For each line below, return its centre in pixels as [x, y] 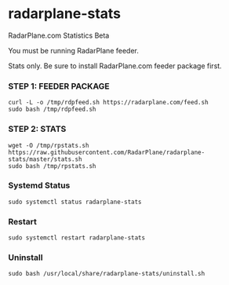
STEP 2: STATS [37, 129]
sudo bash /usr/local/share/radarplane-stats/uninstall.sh [107, 274]
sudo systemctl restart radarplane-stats [77, 238]
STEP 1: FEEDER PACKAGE [59, 86]
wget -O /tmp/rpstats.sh [49, 145]
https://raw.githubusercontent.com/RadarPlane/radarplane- [107, 152]
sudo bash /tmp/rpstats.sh [52, 166]
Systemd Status [39, 185]
